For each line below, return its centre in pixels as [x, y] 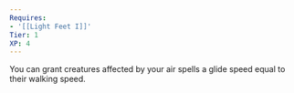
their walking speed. [48, 79]
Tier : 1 [24, 35]
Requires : [28, 18]
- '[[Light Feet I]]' [51, 26]
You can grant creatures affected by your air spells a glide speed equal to [147, 69]
